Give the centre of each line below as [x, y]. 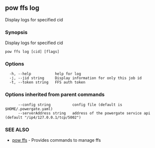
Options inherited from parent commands [55, 95]
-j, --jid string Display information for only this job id [76, 78]
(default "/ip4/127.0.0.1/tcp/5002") [43, 117]
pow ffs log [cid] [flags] [32, 52]
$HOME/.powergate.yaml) [29, 109]
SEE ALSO [17, 130]
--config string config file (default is [70, 105]
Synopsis [16, 32]
